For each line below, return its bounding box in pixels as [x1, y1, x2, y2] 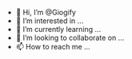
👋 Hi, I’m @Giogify [15, 8, 76, 17]
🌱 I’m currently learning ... [15, 25, 102, 33]
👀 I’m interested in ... [15, 16, 84, 26]
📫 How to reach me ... [15, 42, 90, 51]
